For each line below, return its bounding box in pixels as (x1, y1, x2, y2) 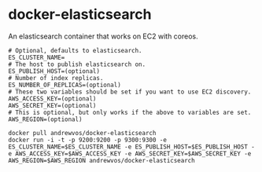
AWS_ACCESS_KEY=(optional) (8, 94, 97, 103)
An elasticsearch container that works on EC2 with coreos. (8, 31, 198, 41)
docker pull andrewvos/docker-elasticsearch (8, 129, 157, 137)
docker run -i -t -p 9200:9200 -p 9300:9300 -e (8, 136, 168, 144)
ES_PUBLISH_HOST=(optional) (8, 67, 101, 75)
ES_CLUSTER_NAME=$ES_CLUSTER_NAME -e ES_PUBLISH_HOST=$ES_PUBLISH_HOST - (8, 143, 256, 151)
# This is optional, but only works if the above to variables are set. (8, 108, 252, 116)
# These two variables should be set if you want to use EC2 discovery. (8, 88, 252, 96)
